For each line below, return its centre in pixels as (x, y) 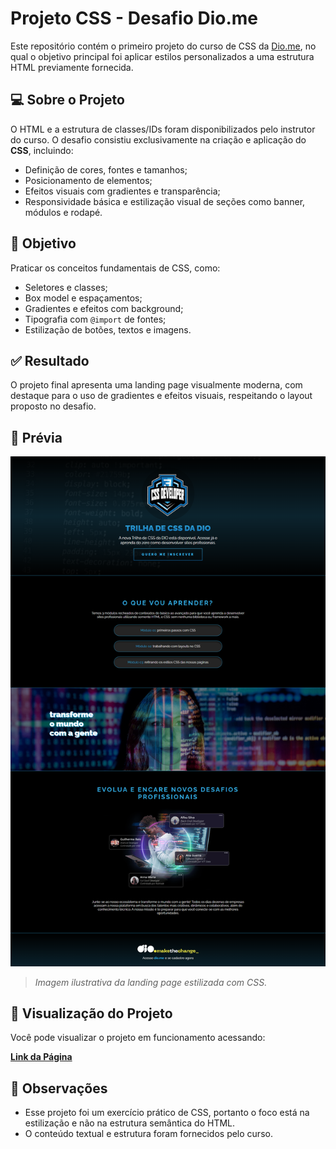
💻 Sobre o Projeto (67, 100)
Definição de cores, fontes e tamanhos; (106, 169)
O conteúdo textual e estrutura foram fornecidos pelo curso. (148, 1134)
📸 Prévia (36, 437)
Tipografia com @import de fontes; (95, 319)
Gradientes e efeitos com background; (104, 308)
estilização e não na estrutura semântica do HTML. (130, 1123)
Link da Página (41, 1057)
